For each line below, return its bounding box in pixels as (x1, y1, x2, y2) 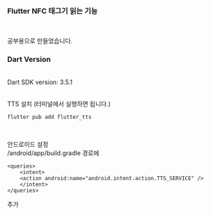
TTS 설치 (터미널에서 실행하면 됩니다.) (7, 99, 111, 108)
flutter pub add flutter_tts (7, 113, 92, 120)
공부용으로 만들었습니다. (7, 37, 73, 45)
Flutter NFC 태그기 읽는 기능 (7, 6, 98, 15)
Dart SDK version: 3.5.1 (7, 78, 73, 86)
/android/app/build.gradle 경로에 (7, 148, 100, 157)
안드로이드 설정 (7, 140, 49, 148)
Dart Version (7, 54, 51, 64)
